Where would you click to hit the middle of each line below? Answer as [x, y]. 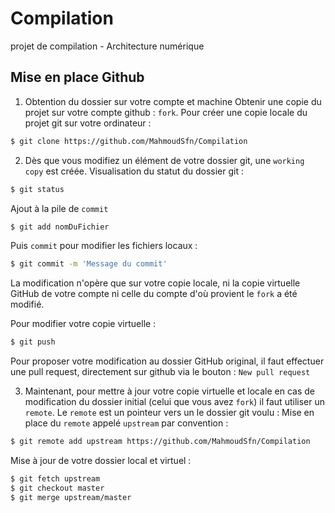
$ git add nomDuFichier [60, 227]
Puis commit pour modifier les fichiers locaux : [104, 246]
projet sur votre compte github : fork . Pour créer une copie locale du [166, 112]
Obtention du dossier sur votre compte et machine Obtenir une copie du [173, 101]
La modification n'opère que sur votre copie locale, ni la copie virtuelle [155, 283]
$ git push [33, 342]
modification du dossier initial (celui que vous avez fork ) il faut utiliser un [174, 402]
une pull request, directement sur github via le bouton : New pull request [160, 372]
